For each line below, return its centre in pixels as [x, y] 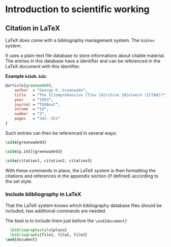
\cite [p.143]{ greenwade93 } [34, 151]
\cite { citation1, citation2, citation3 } [49, 161]
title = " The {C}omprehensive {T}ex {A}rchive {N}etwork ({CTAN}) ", [91, 95]
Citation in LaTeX [33, 28]
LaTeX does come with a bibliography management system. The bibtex [80, 40]
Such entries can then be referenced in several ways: [61, 133]
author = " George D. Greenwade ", [51, 90]
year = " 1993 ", [34, 100]
